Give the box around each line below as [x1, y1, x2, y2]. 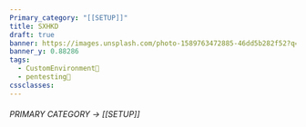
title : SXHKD [9, 22, 59, 31]
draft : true [9, 30, 55, 39]
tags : [9, 55, 30, 64]
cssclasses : [9, 81, 55, 90]
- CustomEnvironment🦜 [17, 64, 100, 73]
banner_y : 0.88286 [9, 47, 79, 56]
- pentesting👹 [17, 73, 71, 82]
